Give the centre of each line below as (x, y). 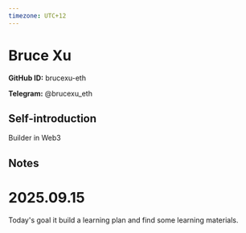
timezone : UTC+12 (37, 16)
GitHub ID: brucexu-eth (47, 78)
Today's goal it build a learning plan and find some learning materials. (123, 220)
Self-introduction (53, 119)
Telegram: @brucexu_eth (50, 93)
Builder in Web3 (35, 138)
